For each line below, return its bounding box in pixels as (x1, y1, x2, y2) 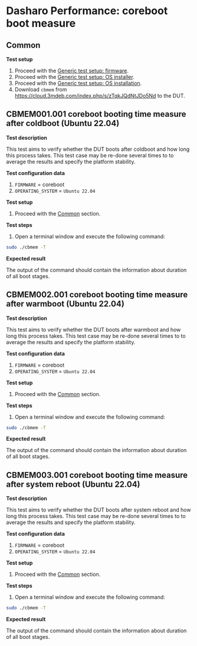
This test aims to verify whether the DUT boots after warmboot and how (6, 326, 181, 333)
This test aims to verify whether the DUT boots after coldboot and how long (6, 146, 190, 153)
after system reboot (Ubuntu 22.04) (6, 479, 140, 489)
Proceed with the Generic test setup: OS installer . (14, 74, 134, 80)
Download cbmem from (14, 86, 67, 93)
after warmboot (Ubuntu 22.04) (6, 299, 125, 309)
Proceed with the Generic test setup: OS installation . (14, 80, 142, 87)
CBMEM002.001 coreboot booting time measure (6, 290, 188, 300)
